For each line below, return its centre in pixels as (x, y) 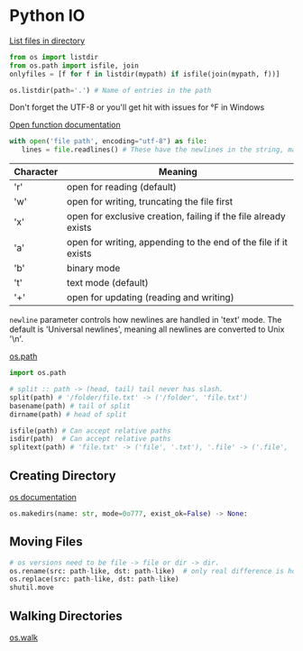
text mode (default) (107, 283)
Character (36, 172)
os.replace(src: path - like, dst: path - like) (94, 579)
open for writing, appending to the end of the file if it (177, 243)
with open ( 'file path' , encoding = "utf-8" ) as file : (108, 142)
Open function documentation (65, 125)
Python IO (47, 16)
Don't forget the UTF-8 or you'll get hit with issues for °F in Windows (137, 107)
